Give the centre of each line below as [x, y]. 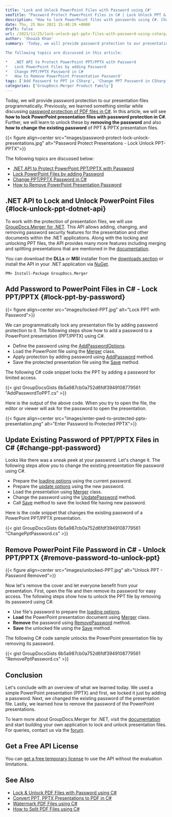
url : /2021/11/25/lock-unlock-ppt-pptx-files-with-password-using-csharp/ [87, 34]
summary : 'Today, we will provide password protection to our [73, 44]
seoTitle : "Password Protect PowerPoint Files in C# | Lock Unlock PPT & [86, 15]
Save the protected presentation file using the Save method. [76, 362]
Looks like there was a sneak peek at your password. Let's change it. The [83, 460]
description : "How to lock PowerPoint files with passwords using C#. [82, 20]
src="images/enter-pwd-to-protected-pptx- [101, 418]
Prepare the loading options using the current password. [72, 481]
